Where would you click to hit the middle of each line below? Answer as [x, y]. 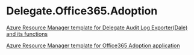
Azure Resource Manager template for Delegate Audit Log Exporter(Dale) [97, 27]
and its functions [27, 33]
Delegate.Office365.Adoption [82, 11]
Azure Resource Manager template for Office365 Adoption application [93, 45]
